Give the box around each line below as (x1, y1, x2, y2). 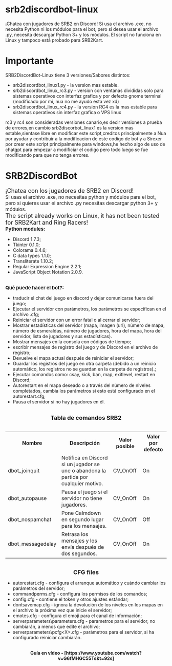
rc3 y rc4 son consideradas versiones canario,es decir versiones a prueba (5, 119, 162, 125)
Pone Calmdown (61, 509, 101, 516)
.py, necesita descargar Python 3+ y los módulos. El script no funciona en (5, 31, 161, 38)
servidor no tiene (61, 494, 102, 502)
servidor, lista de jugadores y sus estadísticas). (12, 333, 113, 339)
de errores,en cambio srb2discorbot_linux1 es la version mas (5, 124, 134, 131)
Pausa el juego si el (61, 488, 108, 495)
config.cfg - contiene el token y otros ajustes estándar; (12, 596, 129, 602)
